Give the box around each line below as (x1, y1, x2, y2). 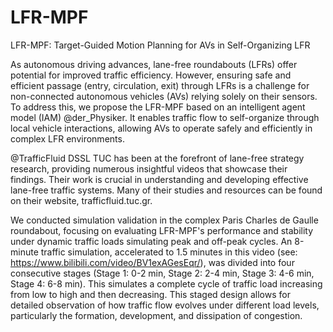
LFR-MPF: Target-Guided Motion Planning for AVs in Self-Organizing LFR (10, 39, 311, 51)
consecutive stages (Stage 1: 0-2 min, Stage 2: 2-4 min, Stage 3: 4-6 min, (10, 267, 315, 279)
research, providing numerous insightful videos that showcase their (10, 162, 288, 175)
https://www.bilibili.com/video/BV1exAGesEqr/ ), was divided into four (10, 256, 295, 268)
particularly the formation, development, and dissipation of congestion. (10, 309, 303, 321)
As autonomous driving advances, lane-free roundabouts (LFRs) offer (10, 58, 298, 70)
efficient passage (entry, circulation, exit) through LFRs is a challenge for (10, 79, 310, 91)
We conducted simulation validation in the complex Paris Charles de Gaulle (10, 214, 319, 226)
